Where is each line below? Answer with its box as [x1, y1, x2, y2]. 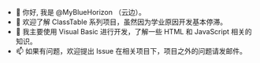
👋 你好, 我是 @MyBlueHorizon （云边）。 [15, 8, 146, 16]
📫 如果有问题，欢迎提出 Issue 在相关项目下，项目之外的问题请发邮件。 [15, 47, 247, 55]
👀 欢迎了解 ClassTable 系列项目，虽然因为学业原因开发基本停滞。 [15, 17, 228, 26]
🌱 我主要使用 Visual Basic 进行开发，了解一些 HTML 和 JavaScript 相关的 [15, 27, 252, 36]
